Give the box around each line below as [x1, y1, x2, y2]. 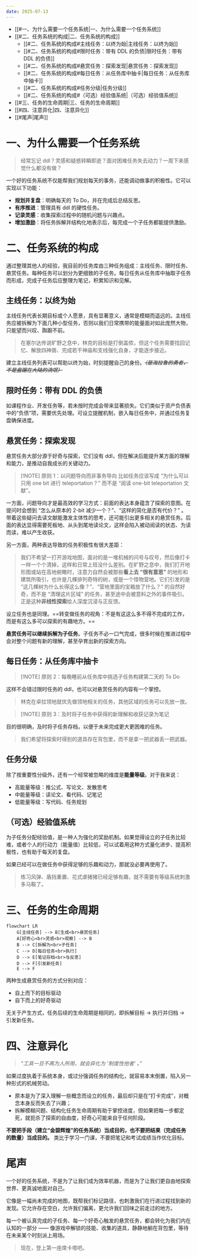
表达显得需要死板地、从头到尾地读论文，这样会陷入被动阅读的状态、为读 [16, 521, 191, 528]
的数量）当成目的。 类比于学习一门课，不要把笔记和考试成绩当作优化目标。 [6, 1134, 188, 1141]
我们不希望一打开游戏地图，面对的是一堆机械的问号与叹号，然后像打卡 [20, 554, 191, 561]
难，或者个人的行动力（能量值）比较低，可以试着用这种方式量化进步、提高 [6, 841, 186, 848]
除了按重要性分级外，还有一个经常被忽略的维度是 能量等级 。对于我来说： [6, 771, 181, 778]
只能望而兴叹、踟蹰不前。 [6, 327, 68, 334]
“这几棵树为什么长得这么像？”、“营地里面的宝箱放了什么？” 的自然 [20, 583, 181, 590]
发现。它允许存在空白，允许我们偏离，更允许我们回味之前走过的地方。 [6, 1205, 176, 1212]
